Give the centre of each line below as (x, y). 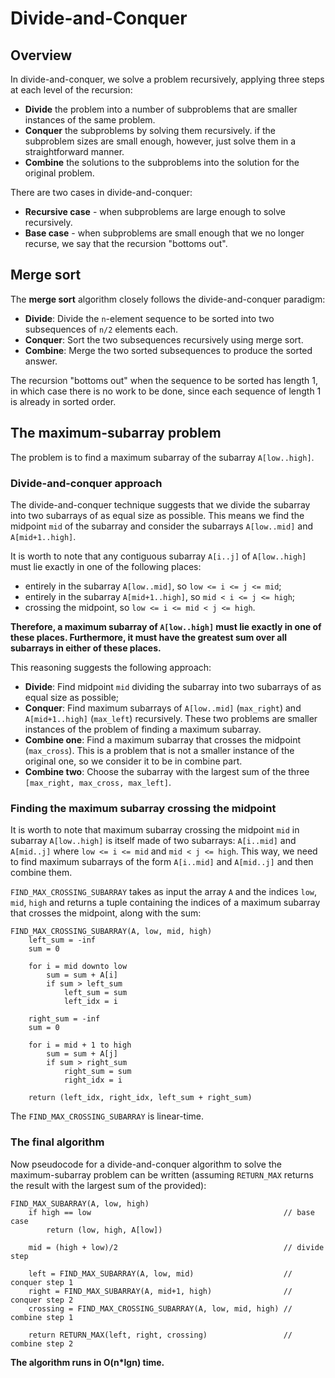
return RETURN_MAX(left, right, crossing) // (160, 1335)
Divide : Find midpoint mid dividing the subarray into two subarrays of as (173, 686)
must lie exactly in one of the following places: (106, 566)
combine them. (41, 873)
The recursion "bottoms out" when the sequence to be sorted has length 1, (164, 380)
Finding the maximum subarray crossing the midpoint (143, 808)
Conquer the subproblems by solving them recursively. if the (150, 130)
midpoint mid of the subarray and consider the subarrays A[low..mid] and (161, 526)
